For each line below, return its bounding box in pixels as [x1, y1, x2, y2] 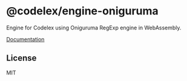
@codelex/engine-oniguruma [6, 4, 159, 18]
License [6, 53, 37, 64]
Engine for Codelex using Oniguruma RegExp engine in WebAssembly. [6, 24, 182, 31]
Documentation [6, 35, 45, 43]
